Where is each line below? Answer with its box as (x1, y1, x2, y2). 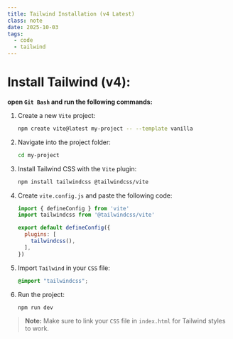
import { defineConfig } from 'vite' (17, 205, 130, 212)
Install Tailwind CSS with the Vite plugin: (17, 164, 137, 173)
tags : (7, 30, 23, 38)
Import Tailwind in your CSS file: (17, 264, 110, 272)
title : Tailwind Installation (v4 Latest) (7, 10, 135, 18)
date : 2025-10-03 (7, 23, 59, 31)
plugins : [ (24, 231, 57, 238)
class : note (7, 17, 43, 24)
